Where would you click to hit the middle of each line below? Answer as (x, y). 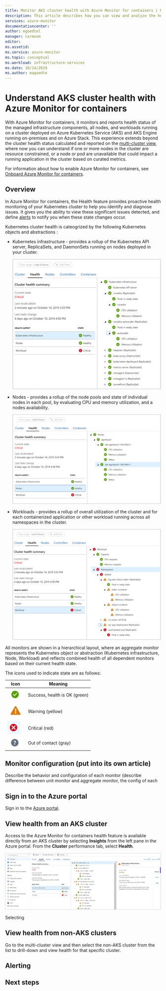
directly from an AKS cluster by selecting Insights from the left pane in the (81, 841)
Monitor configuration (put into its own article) (78, 764)
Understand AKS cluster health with (81, 98)
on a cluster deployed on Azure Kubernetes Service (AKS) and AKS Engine (81, 133)
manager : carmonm (23, 37)
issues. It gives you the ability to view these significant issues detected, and (82, 212)
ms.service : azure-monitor (33, 52)
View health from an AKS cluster (56, 824)
